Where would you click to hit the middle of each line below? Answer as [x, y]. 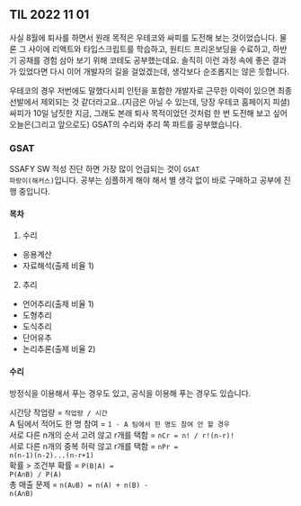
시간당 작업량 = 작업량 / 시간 [58, 412]
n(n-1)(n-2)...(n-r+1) [52, 455]
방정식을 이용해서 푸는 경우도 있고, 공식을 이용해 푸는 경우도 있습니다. [130, 393]
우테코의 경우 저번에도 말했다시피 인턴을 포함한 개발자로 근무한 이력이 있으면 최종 [151, 90]
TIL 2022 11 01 [49, 15]
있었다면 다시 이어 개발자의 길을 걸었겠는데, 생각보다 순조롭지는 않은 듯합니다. [154, 71]
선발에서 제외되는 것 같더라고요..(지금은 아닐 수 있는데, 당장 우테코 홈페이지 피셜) [150, 102]
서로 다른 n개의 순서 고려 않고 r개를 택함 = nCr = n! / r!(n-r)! [122, 435]
